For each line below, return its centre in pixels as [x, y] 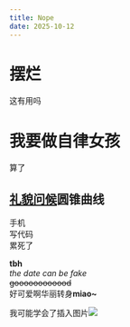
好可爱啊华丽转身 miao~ [53, 294]
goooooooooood [41, 283]
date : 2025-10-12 [42, 26]
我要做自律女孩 [65, 141]
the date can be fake [48, 273]
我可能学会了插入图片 [49, 313]
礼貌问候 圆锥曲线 [57, 199]
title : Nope [32, 18]
